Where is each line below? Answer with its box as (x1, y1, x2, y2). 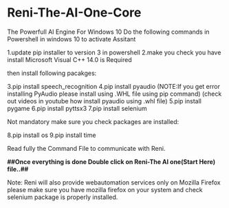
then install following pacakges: (7, 69, 97, 77)
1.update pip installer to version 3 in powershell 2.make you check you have (7, 48, 221, 56)
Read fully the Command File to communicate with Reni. (7, 144, 166, 152)
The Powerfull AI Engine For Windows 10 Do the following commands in (7, 28, 210, 36)
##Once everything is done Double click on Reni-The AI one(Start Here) (7, 157, 215, 166)
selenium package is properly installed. (7, 193, 118, 201)
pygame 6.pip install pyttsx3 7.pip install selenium (7, 104, 147, 112)
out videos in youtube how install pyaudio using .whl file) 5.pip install (7, 96, 201, 105)
